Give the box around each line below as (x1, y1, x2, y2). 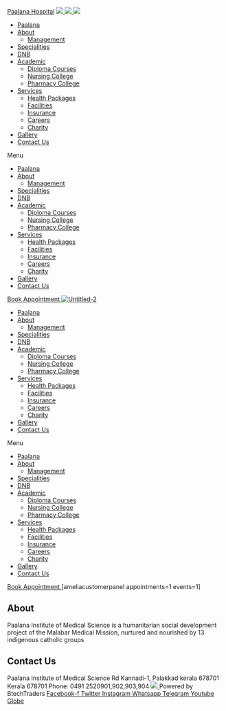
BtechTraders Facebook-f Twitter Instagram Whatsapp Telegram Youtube (7, 689, 214, 697)
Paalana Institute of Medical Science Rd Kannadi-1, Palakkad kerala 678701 (7, 674, 220, 682)
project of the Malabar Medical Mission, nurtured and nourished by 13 (7, 628, 205, 637)
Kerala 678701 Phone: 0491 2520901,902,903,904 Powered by (7, 682, 194, 690)
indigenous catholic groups (7, 635, 84, 643)
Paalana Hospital (7, 8, 55, 15)
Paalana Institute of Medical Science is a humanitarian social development (7, 621, 217, 629)
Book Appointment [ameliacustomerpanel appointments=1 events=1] (7, 583, 201, 590)
